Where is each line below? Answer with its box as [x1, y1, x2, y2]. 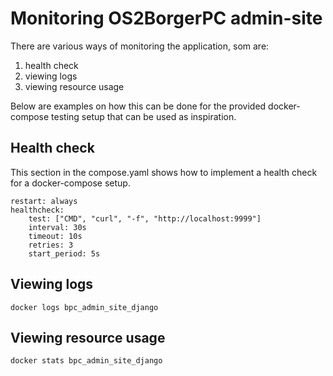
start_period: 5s [28, 248, 101, 259]
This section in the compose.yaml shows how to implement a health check [10, 166, 318, 178]
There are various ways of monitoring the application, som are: [10, 40, 270, 52]
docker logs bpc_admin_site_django [10, 302, 159, 312]
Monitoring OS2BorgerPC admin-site [10, 7, 323, 30]
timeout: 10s [28, 231, 83, 241]
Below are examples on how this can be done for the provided [10, 100, 267, 112]
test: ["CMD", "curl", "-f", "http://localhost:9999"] [28, 213, 262, 224]
